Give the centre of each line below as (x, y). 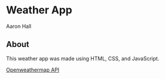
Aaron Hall (19, 26)
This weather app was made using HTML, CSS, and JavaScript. (83, 58)
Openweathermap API (33, 70)
